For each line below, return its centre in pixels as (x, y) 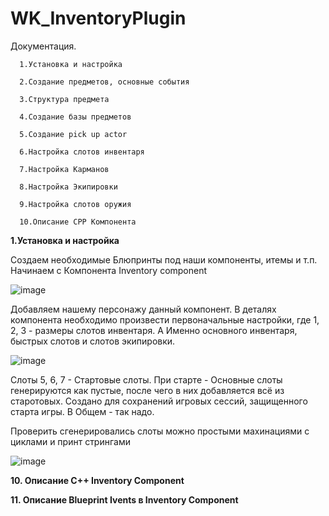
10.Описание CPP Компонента (78, 222)
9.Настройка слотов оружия (75, 204)
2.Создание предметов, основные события (104, 82)
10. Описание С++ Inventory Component (97, 480)
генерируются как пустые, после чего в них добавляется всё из (147, 390)
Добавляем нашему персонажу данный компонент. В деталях (143, 309)
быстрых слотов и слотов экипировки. (93, 341)
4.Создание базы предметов (75, 117)
